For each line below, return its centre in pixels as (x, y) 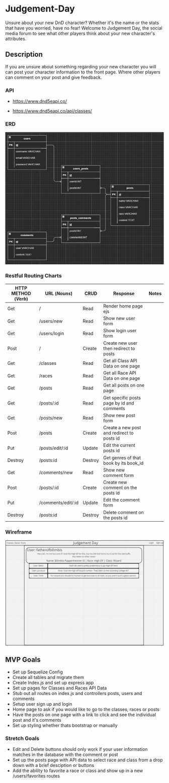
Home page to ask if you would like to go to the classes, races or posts (86, 709)
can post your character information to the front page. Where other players (83, 72)
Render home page (123, 306)
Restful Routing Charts (33, 275)
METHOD (21, 293)
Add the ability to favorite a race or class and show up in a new (78, 771)
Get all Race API (120, 373)
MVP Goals (23, 660)
